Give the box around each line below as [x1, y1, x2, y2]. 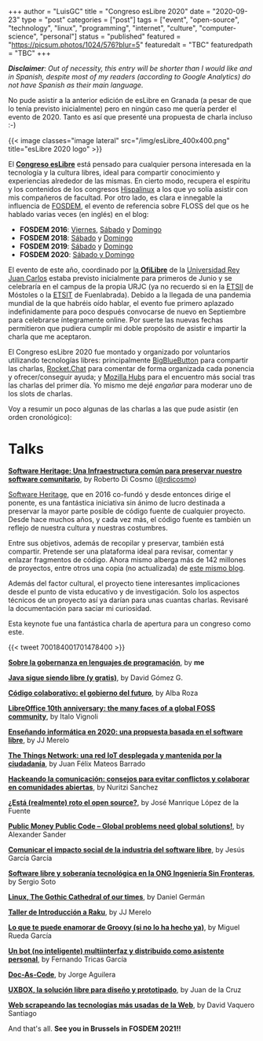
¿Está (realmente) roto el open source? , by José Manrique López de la [8, 797, 239, 807]
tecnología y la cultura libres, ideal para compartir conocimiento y [8, 168, 221, 177]
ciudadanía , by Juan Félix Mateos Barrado [8, 759, 146, 768]
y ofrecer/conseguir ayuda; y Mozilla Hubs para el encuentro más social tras [8, 373, 255, 381]
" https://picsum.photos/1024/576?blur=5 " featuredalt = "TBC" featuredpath [8, 40, 253, 50]
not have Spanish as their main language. [8, 80, 144, 90]
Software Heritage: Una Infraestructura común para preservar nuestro [8, 465, 243, 475]
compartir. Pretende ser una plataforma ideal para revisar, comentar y [8, 546, 234, 556]
